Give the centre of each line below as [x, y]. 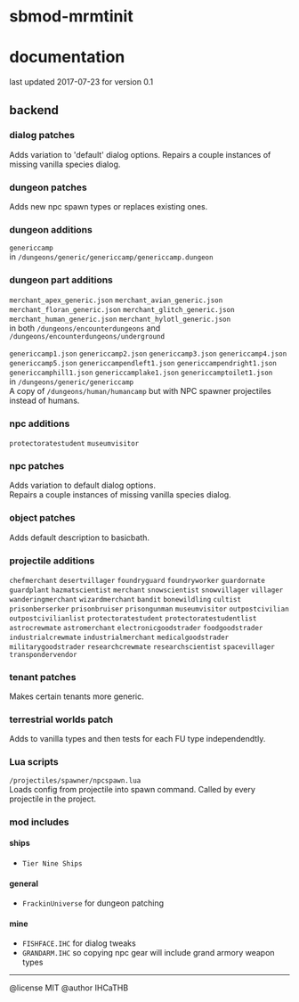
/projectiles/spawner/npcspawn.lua [75, 780]
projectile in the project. [53, 799]
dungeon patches [48, 187]
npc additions [40, 423]
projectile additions [52, 561]
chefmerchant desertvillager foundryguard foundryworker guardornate [137, 580]
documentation [67, 57]
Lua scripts [34, 762]
